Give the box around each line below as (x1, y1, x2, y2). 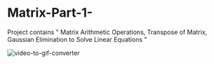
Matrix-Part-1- (7, 5, 93, 21)
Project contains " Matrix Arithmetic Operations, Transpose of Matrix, (7, 28, 208, 36)
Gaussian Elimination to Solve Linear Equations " (7, 35, 147, 43)
